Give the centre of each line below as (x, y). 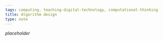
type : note (17, 19)
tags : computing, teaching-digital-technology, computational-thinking (81, 10)
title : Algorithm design (31, 14)
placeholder (18, 33)
